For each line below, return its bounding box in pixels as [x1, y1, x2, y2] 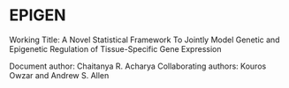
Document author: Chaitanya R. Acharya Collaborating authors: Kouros [9, 61, 267, 71]
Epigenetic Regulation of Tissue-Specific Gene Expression [9, 43, 222, 54]
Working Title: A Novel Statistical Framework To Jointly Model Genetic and [9, 34, 280, 45]
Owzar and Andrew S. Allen [9, 70, 110, 80]
